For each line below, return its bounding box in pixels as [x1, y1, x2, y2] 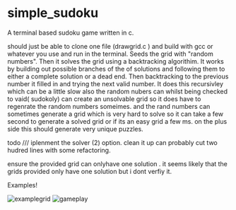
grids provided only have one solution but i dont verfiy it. [7, 167, 172, 175]
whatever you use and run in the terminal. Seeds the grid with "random [7, 49, 213, 58]
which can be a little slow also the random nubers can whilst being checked [7, 87, 228, 95]
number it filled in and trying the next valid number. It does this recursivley [7, 79, 224, 88]
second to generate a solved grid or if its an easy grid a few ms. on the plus [7, 117, 228, 125]
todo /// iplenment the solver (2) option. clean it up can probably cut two [7, 138, 218, 146]
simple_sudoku [7, 5, 99, 21]
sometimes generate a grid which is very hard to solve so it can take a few [7, 110, 224, 118]
